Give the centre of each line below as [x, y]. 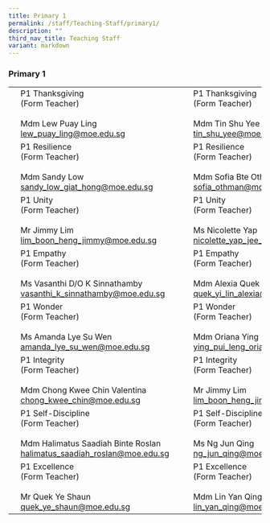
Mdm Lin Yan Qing [227, 497]
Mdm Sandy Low [52, 177]
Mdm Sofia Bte [221, 177]
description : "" [35, 31]
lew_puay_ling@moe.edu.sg [73, 134]
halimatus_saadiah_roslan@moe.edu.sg [95, 454]
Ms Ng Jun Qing [223, 443]
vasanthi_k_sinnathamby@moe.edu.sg [93, 294]
